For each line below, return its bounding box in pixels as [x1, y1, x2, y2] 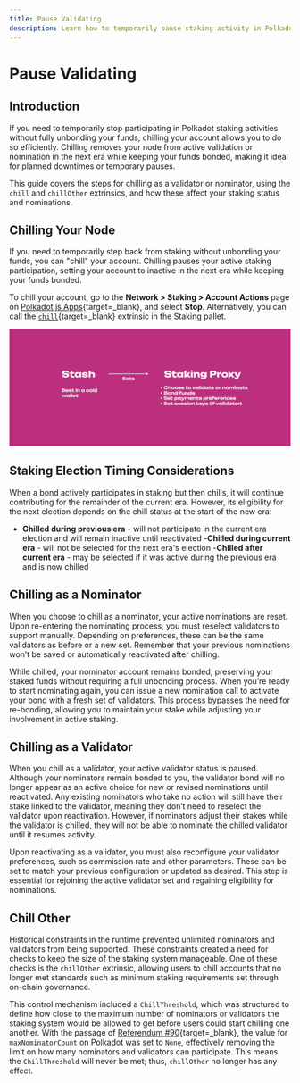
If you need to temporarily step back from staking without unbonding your [9, 246, 281, 257]
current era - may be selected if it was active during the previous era [21, 552, 277, 562]
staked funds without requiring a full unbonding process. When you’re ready [9, 675, 290, 687]
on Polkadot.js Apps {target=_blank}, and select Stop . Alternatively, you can [9, 302, 287, 312]
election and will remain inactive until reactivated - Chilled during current [21, 532, 291, 544]
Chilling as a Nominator [9, 587, 142, 603]
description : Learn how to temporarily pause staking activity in [9, 23, 262, 33]
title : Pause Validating [9, 14, 102, 23]
